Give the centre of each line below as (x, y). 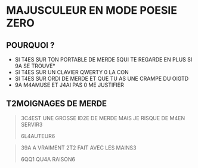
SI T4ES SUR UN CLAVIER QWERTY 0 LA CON (72, 72)
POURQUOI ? (30, 45)
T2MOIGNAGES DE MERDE (57, 104)
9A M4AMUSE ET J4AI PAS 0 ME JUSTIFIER (69, 85)
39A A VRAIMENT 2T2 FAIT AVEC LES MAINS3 (78, 148)
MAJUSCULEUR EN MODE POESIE (92, 10)
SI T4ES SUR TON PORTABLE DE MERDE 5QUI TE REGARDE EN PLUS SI (103, 59)
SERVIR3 (32, 124)
